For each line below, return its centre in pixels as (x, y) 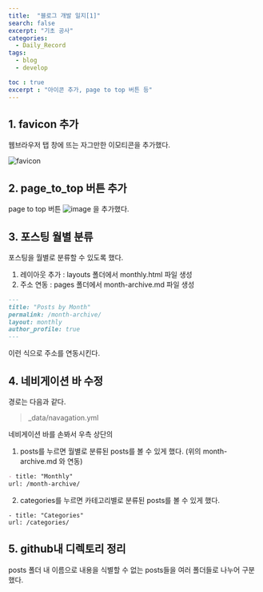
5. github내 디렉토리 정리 (67, 549)
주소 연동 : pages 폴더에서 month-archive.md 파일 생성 (107, 284)
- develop (32, 68)
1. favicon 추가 (44, 124)
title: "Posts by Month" (50, 307)
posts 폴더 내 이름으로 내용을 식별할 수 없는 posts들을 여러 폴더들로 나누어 (124, 570)
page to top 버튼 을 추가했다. (69, 209)
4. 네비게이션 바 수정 (56, 381)
